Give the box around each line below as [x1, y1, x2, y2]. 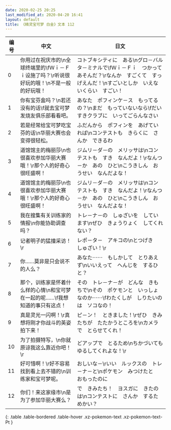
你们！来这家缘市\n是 [20, 389, 71, 396]
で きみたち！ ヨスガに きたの [77, 385, 159, 392]
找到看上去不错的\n [20, 368, 66, 375]
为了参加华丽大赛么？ [20, 397, 71, 404]
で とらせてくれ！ [77, 327, 123, 334]
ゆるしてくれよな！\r [77, 347, 127, 354]
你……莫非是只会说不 [20, 258, 70, 265]
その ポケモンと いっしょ [92, 287, 159, 294]
